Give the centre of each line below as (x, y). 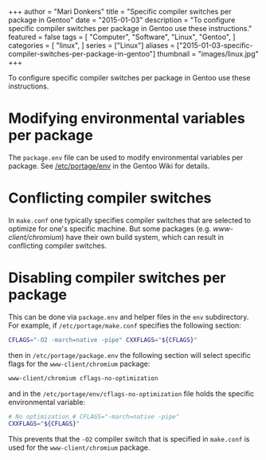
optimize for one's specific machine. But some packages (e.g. (110, 228)
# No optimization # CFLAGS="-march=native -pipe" (94, 417)
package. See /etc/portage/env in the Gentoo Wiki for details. (109, 166)
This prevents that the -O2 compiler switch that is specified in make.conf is (129, 439)
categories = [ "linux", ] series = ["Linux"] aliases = (92, 45)
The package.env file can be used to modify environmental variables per (126, 157)
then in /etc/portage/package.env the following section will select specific (129, 355)
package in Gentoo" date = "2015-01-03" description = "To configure (122, 20)
